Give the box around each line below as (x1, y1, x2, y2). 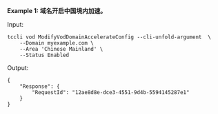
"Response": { (19, 83, 60, 90)
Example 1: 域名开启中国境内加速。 (7, 7, 107, 14)
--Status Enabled (19, 52, 70, 58)
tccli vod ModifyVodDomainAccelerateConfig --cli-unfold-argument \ (7, 34, 212, 41)
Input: (7, 21, 24, 28)
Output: (7, 64, 29, 71)
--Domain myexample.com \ (19, 40, 95, 47)
